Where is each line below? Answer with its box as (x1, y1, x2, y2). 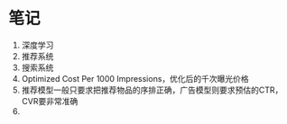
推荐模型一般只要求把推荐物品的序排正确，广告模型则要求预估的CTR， (21, 84, 283, 95)
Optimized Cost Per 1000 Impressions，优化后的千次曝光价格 (21, 73, 249, 84)
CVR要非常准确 (21, 95, 79, 106)
